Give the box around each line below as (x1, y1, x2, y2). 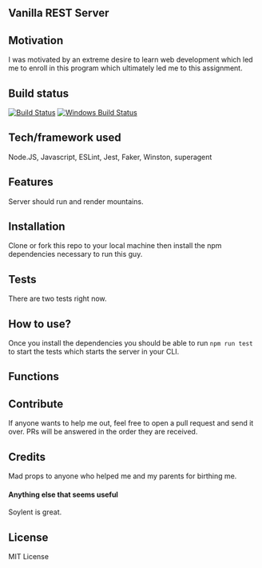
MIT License (8, 552, 50, 562)
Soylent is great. (8, 507, 62, 517)
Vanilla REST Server (8, 6, 109, 20)
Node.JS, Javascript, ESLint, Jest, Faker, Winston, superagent (8, 152, 212, 162)
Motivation (8, 34, 64, 47)
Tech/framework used (8, 131, 121, 145)
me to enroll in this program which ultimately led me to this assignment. (8, 63, 243, 73)
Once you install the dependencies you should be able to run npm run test (8, 338, 253, 348)
